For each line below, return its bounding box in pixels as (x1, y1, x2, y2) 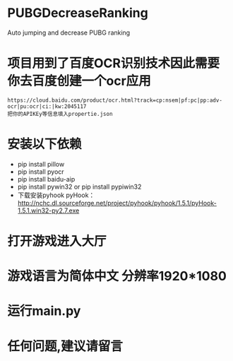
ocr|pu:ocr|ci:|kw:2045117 (7, 102, 87, 110)
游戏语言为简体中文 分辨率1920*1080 (7, 268, 227, 284)
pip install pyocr (17, 167, 65, 176)
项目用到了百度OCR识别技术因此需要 (7, 55, 220, 71)
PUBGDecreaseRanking (7, 5, 148, 21)
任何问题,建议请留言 (7, 338, 124, 354)
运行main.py (7, 303, 81, 319)
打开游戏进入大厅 (7, 233, 107, 249)
